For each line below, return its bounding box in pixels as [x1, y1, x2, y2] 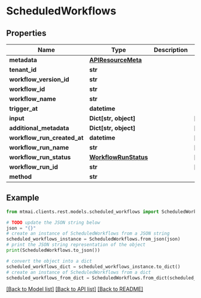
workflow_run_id [9, 163, 59, 171]
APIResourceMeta [89, 56, 142, 64]
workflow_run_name [9, 144, 69, 151]
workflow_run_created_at [9, 133, 84, 142]
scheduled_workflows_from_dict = [6, 275, 90, 281]
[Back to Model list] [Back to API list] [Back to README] [6, 285, 144, 293]
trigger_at [9, 105, 38, 112]
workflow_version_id [9, 75, 70, 83]
